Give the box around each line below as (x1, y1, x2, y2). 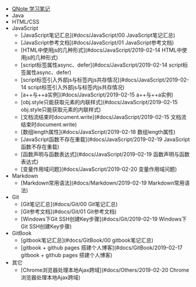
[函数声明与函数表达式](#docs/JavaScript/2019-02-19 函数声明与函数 (20, 151, 190, 158)
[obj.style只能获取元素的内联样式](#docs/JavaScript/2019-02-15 (20, 99, 178, 105)
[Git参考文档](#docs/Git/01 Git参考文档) (20, 208, 117, 215)
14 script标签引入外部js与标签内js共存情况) (20, 84, 125, 91)
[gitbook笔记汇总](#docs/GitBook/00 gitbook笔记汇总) (20, 237, 154, 244)
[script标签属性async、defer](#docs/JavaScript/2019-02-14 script (20, 61, 183, 68)
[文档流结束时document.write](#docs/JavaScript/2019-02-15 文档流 (20, 114, 186, 120)
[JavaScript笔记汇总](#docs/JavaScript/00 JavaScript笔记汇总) (20, 32, 175, 39)
